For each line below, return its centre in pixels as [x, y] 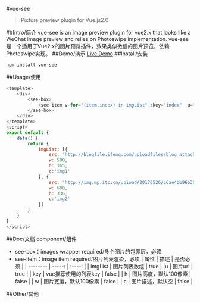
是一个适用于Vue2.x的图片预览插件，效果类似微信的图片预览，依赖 [88, 46]
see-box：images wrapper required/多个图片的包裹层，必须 [88, 251]
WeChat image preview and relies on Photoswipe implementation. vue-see [98, 39]
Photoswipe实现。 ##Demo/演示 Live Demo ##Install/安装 [77, 54]
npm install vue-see [32, 65]
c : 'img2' [59, 199]
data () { [28, 138]
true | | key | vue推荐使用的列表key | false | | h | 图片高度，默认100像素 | [103, 274]
